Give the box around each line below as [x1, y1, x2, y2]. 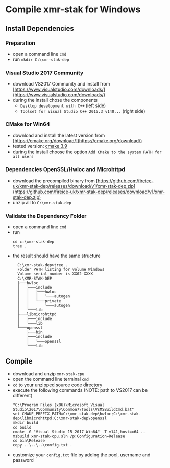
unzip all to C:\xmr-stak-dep [12, 199, 71, 205]
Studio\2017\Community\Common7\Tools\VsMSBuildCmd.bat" [12, 407, 134, 412]
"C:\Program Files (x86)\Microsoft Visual [12, 402, 105, 408]
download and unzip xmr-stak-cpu [12, 370, 85, 377]
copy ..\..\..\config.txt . [12, 442, 72, 448]
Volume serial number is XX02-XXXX [17, 271, 93, 277]
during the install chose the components [12, 97, 98, 103]
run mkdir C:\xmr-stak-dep [12, 56, 69, 62]
